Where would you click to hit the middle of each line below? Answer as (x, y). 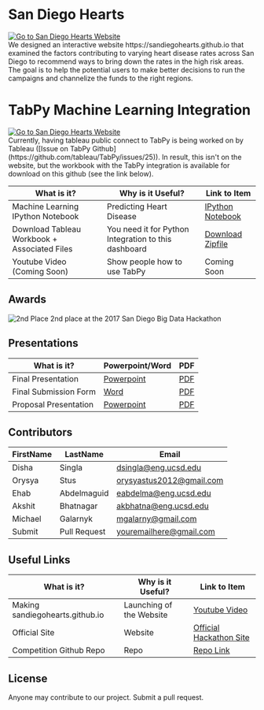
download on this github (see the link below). (81, 173)
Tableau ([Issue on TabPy (49, 148)
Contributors (40, 432)
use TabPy (126, 271)
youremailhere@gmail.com (166, 532)
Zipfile (216, 243)
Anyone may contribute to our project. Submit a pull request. (106, 697)
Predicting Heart (137, 206)
